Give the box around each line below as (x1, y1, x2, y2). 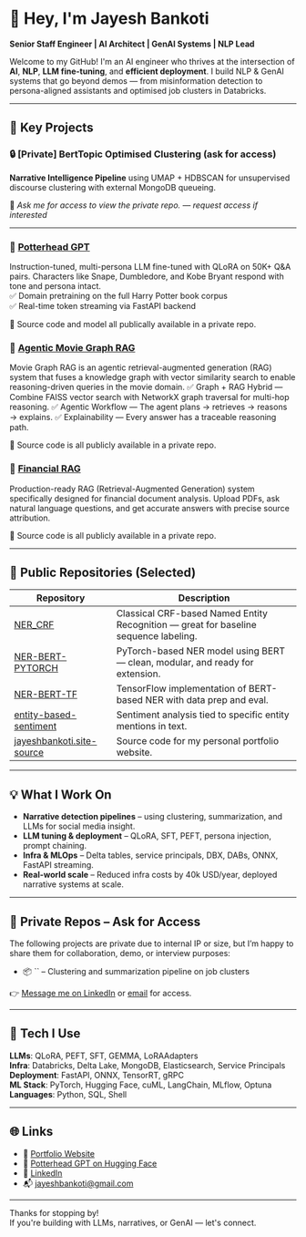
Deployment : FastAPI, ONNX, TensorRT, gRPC (9, 1069, 185, 1080)
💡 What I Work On (9, 787, 112, 802)
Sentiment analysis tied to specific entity (116, 708, 290, 721)
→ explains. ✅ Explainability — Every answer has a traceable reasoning (9, 412, 277, 423)
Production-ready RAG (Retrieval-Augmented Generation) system (9, 483, 255, 494)
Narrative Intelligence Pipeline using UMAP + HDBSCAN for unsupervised (9, 172, 291, 183)
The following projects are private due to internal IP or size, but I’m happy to (9, 938, 294, 949)
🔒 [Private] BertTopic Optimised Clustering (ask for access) (9, 148, 277, 160)
